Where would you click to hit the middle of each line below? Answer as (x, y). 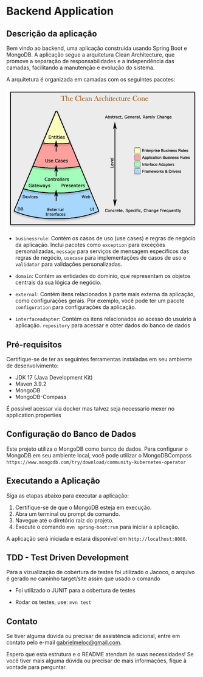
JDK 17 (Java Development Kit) (54, 377)
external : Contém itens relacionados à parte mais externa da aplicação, (105, 294)
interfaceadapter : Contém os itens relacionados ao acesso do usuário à (105, 319)
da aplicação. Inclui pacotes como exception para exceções (90, 245)
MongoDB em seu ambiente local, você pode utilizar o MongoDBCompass (99, 455)
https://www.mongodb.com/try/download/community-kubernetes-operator (96, 462)
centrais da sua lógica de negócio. (58, 283)
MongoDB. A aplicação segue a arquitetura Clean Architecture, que (91, 55)
